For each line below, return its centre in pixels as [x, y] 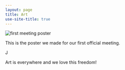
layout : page [19, 10]
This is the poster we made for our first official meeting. [63, 43]
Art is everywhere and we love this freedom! [51, 62]
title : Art [17, 14]
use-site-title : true [28, 19]
